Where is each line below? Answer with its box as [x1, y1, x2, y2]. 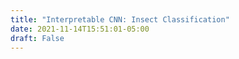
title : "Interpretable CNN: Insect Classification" [10, 14, 230, 25]
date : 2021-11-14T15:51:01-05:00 [10, 24, 150, 34]
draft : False [10, 33, 65, 43]
